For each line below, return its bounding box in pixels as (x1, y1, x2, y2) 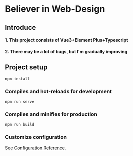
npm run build (5, 122, 35, 127)
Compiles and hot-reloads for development (5, 88, 112, 95)
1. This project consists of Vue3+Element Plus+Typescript (5, 37, 128, 43)
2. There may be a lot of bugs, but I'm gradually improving (5, 48, 128, 54)
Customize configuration (5, 134, 67, 141)
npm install (5, 76, 30, 81)
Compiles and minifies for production (5, 111, 97, 118)
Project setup (5, 63, 48, 72)
